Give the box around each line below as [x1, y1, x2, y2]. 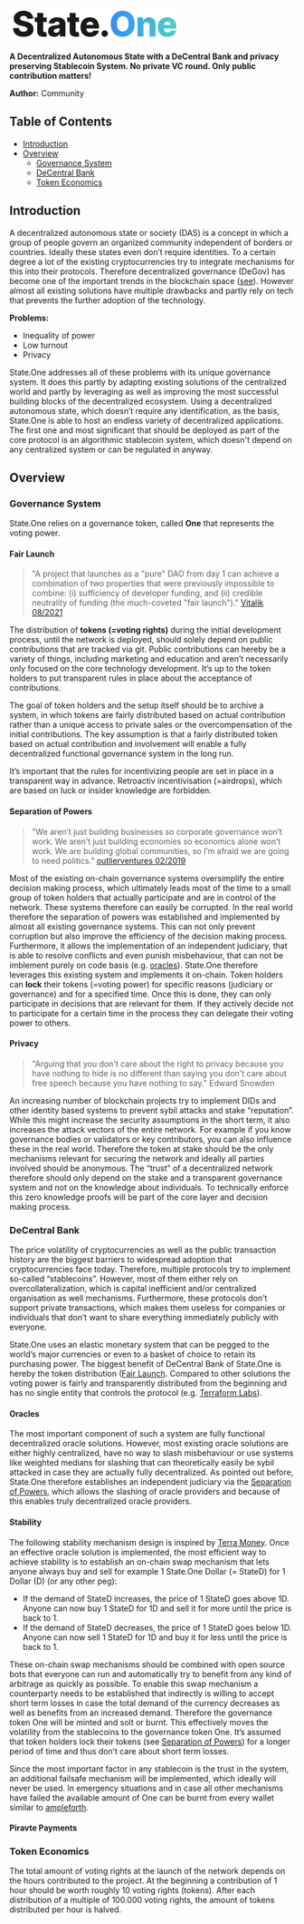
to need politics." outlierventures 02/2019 [31, 855, 186, 866]
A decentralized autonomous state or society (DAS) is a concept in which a [9, 227, 290, 238]
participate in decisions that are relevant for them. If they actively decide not [9, 997, 294, 1009]
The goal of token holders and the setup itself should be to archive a [9, 700, 264, 711]
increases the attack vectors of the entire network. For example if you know [9, 1124, 291, 1134]
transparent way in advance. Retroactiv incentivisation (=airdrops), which [9, 775, 283, 787]
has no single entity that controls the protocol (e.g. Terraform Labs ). [9, 1388, 262, 1399]
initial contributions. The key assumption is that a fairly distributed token [9, 729, 278, 740]
